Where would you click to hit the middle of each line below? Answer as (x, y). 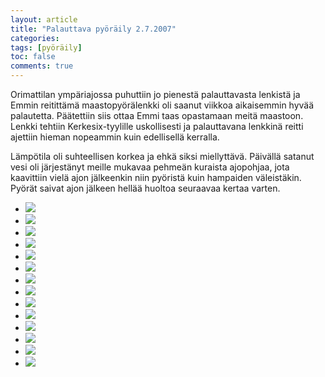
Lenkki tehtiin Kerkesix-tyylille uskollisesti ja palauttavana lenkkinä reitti (157, 126)
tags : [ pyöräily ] (46, 47)
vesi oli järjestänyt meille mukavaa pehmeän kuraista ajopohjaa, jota (150, 167)
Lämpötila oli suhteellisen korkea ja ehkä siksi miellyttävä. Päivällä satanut (162, 156)
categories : (35, 38)
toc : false (33, 57)
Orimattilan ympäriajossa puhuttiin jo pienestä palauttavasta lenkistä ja (155, 94)
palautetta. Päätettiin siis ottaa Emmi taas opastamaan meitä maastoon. (157, 115)
